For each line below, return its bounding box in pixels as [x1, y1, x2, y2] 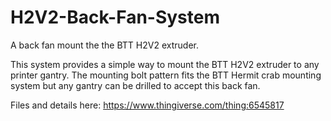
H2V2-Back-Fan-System [10, 6, 221, 29]
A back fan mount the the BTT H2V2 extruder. [10, 39, 199, 51]
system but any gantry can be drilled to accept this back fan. [10, 79, 261, 91]
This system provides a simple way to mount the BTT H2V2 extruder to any [10, 58, 320, 70]
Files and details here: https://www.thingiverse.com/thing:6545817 [10, 99, 285, 111]
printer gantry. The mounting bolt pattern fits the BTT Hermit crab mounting [10, 69, 322, 81]
